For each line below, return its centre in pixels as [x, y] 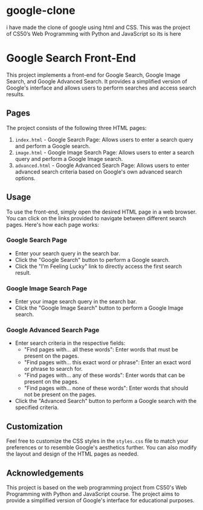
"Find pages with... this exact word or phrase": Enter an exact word [108, 362]
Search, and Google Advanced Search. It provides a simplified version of [97, 81]
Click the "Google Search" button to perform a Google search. [92, 260]
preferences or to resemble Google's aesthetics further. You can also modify [101, 448]
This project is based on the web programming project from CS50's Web [97, 488]
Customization [35, 426]
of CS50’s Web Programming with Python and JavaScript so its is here [94, 33]
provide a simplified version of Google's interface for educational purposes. [100, 500]
